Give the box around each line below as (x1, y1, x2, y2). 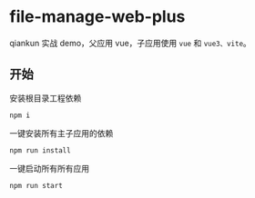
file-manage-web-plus (9, 6, 186, 27)
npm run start (9, 181, 64, 190)
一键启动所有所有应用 (9, 163, 89, 173)
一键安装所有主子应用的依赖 (9, 127, 114, 138)
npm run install (9, 145, 71, 155)
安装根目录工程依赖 (9, 93, 82, 104)
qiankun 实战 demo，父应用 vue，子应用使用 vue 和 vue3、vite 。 (9, 37, 252, 48)
